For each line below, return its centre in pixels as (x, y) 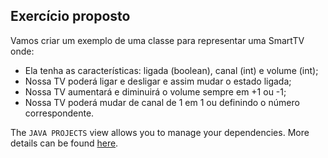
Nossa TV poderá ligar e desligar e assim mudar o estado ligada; (158, 81)
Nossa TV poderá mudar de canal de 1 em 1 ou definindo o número (162, 102)
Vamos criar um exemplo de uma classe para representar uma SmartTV (157, 40)
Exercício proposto (70, 16)
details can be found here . (64, 143)
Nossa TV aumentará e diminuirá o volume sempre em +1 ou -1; (155, 91)
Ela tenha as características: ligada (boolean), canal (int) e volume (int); (171, 70)
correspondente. (59, 113)
